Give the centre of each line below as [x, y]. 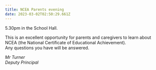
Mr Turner [15, 57]
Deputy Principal [22, 62]
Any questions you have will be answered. [47, 48]
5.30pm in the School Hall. [31, 28]
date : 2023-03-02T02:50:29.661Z [38, 14]
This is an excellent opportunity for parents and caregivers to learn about [78, 37]
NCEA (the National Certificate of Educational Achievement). [66, 42]
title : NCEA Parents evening [35, 9]
